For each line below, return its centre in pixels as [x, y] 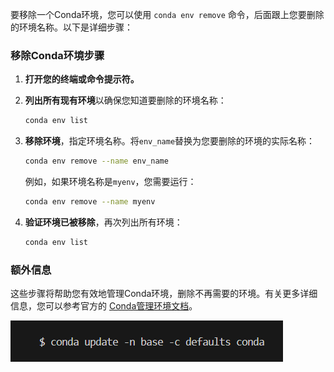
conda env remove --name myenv [90, 202]
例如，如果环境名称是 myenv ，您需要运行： [110, 182]
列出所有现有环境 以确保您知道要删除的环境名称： [125, 100]
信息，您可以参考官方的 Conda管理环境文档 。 [104, 306]
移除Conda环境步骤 [57, 55]
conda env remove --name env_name [96, 161]
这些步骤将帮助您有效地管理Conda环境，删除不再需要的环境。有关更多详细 [164, 294]
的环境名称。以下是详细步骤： [71, 27]
